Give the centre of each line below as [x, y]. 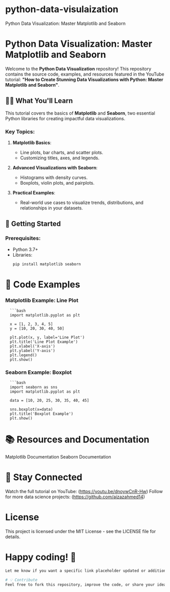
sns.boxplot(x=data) [31, 409]
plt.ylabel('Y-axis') [33, 351]
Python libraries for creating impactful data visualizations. [65, 118]
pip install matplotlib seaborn [47, 264]
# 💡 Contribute [22, 580]
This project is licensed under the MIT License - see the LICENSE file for [80, 532]
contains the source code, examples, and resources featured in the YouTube [85, 74]
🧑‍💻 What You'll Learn [39, 101]
